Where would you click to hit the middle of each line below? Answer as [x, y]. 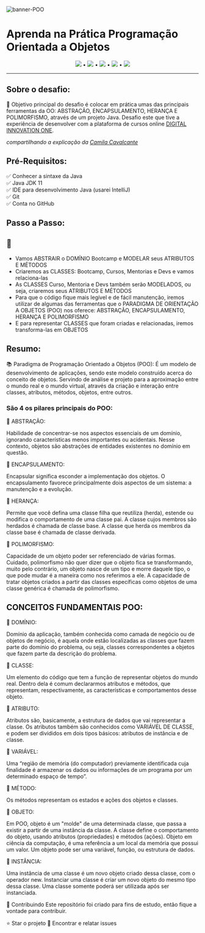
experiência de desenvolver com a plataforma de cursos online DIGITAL [97, 124]
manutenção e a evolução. [40, 489]
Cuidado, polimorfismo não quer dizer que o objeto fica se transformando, [100, 562]
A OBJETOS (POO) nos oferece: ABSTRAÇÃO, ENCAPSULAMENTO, [100, 310]
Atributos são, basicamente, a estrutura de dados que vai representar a [96, 720]
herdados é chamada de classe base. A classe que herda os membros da [99, 525]
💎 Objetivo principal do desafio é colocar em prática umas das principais [98, 104]
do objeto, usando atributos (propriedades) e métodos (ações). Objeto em [99, 837]
